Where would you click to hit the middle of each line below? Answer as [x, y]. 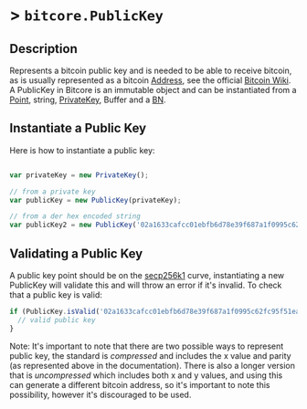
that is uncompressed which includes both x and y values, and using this [146, 375]
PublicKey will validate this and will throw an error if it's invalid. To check [146, 285]
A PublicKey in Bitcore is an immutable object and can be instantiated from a [153, 90]
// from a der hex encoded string [75, 216]
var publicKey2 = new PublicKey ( [73, 225]
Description [43, 49]
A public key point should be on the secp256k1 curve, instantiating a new [147, 275]
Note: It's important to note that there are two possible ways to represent [147, 346]
